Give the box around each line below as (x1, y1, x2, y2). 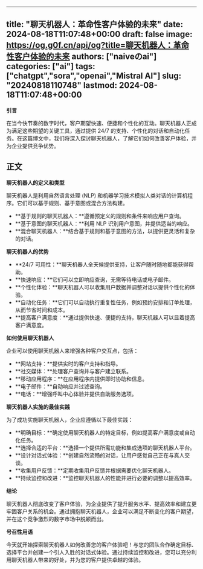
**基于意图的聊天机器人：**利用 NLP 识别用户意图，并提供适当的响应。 (14, 219, 193, 227)
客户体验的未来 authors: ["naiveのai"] (14, 52, 157, 62)
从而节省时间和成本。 (14, 306, 68, 313)
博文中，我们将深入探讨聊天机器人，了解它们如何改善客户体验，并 (32, 135, 197, 142)
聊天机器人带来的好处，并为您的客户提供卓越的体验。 (11, 556, 144, 564)
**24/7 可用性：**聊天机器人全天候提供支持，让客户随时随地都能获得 (14, 261, 189, 268)
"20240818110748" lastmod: (6, 80, 118, 91)
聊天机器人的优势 (6, 248, 49, 255)
